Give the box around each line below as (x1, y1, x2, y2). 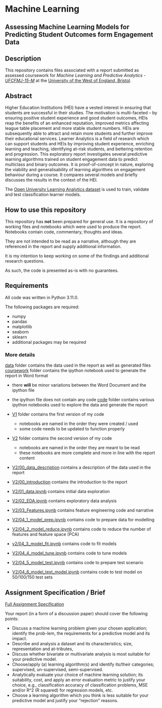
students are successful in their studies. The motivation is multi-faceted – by (5, 110, 158, 116)
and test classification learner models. (5, 192, 81, 197)
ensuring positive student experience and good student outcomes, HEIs (5, 115, 148, 121)
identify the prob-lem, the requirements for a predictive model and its (12, 630, 150, 636)
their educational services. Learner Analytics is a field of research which (5, 136, 149, 142)
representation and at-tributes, (12, 646, 74, 652)
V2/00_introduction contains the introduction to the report (12, 479, 128, 485)
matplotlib (12, 323, 32, 329)
